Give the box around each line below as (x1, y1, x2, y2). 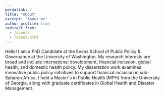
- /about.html (9, 35, 39, 40)
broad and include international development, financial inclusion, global (5, 59, 151, 65)
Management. (5, 85, 34, 91)
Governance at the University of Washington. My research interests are (5, 53, 150, 59)
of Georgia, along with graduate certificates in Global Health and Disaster (5, 80, 155, 86)
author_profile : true (5, 21, 50, 26)
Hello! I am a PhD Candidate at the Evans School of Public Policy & (5, 48, 141, 54)
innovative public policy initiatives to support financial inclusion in (5, 69, 139, 75)
